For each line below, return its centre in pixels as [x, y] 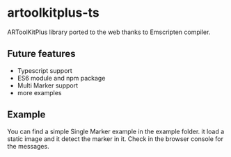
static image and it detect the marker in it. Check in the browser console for [115, 139]
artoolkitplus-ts [53, 13]
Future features [41, 54]
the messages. [29, 146]
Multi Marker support [48, 85]
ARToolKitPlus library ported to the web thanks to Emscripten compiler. [109, 32]
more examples [39, 92]
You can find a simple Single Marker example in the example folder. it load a [116, 131]
